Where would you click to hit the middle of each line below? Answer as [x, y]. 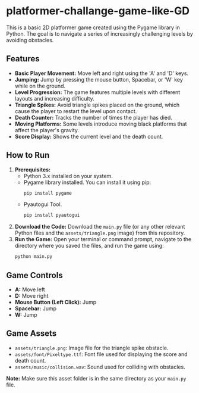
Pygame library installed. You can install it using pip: [87, 182]
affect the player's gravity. [47, 130]
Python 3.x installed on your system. [68, 176]
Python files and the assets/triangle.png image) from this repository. [100, 233]
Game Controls [35, 275]
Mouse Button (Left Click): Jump [56, 302]
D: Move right [31, 296]
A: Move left [30, 289]
